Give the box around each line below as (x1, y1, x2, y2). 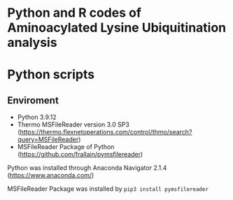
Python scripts (7, 66, 95, 83)
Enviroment (7, 94, 59, 106)
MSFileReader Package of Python (17, 143, 115, 151)
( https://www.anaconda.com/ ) (7, 171, 94, 180)
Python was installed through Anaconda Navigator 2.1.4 (7, 164, 167, 172)
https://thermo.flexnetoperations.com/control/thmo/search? (20, 128, 192, 136)
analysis (7, 35, 57, 50)
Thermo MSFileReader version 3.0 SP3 (17, 120, 129, 129)
